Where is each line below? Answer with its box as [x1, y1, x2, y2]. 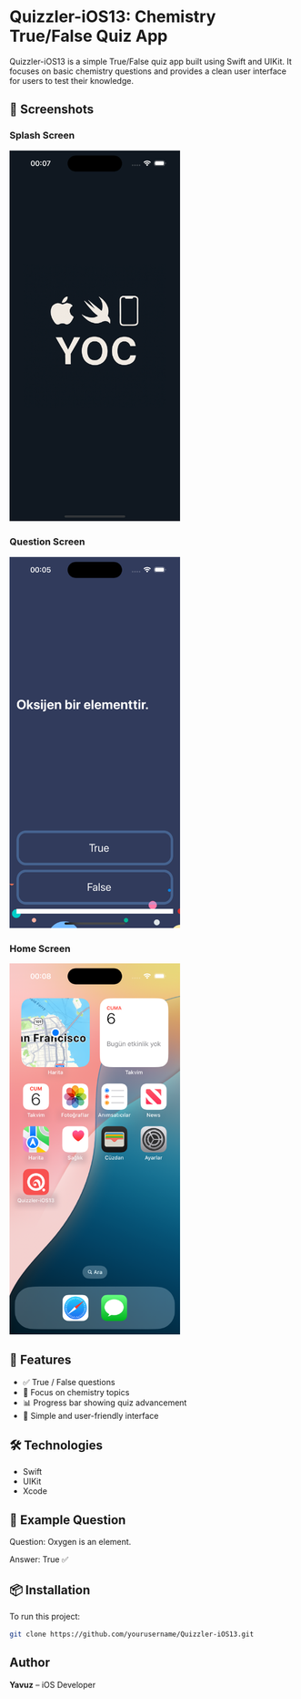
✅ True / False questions [22, 1376, 115, 1387]
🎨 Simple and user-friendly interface [22, 1410, 159, 1421]
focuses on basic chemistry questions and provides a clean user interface [9, 66, 286, 77]
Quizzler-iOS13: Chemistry [9, 6, 216, 27]
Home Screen [9, 942, 71, 955]
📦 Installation [9, 1582, 91, 1598]
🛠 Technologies [9, 1437, 103, 1453]
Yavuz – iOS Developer [9, 1679, 96, 1690]
